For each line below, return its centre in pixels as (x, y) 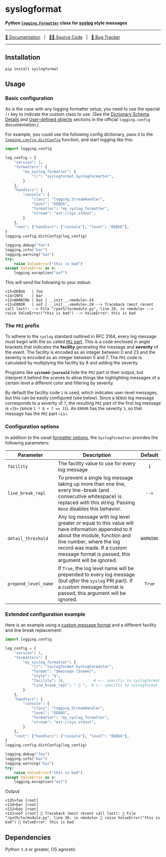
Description (97, 455)
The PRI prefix (22, 326)
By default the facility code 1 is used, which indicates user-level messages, (82, 393)
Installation (23, 57)
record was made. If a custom (93, 548)
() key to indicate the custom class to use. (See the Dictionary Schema (77, 114)
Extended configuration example (45, 614)
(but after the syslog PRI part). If (95, 580)
